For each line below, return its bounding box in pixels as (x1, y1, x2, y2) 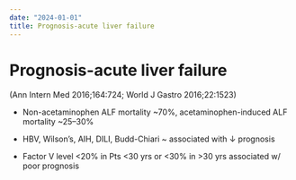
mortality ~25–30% (22, 116, 94, 127)
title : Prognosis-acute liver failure (9, 21, 155, 30)
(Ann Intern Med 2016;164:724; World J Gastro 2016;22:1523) (9, 90, 237, 100)
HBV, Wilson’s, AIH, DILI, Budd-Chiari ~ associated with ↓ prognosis (22, 133, 276, 144)
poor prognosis (22, 160, 79, 171)
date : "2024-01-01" (9, 13, 83, 22)
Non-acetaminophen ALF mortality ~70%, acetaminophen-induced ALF (22, 107, 288, 117)
